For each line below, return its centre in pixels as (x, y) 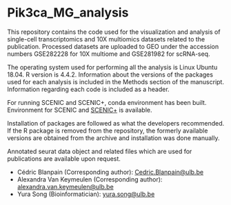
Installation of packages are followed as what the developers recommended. (116, 123)
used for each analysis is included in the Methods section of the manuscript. (115, 81)
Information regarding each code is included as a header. (89, 89)
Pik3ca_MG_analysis (68, 13)
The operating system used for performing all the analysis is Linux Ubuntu (112, 67)
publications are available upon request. (64, 158)
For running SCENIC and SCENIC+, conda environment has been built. (107, 102)
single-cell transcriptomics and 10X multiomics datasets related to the (106, 39)
